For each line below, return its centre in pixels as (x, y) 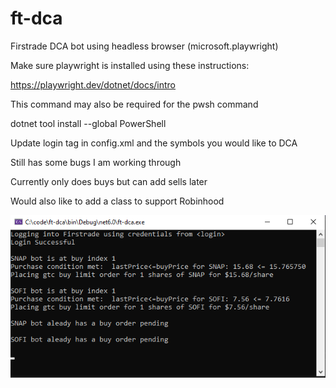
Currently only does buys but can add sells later (109, 181)
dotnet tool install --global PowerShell (88, 123)
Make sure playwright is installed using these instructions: (130, 65)
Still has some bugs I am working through (96, 162)
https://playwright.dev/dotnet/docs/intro (93, 84)
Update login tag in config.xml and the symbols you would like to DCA (154, 143)
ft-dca (36, 18)
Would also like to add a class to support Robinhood (117, 201)
